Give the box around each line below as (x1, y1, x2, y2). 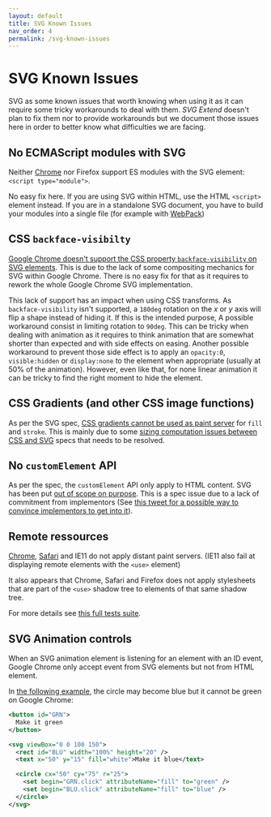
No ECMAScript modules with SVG (8, 145, 186, 159)
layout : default (8, 11, 63, 20)
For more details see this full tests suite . (8, 608, 142, 618)
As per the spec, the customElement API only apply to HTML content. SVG (8, 480, 252, 490)
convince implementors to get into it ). (8, 506, 133, 516)
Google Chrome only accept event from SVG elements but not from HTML (8, 662, 255, 672)
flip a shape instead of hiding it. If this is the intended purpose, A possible (8, 312, 254, 322)
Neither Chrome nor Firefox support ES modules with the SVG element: (8, 167, 245, 177)
